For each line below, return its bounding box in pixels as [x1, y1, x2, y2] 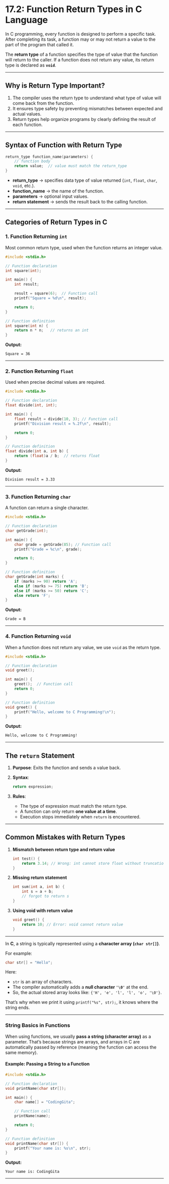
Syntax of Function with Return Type [5, 141, 122, 150]
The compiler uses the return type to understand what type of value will [12, 95, 161, 101]
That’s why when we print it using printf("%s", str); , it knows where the [5, 999, 158, 1005]
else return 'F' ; [14, 593, 51, 598]
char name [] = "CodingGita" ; [14, 1099, 75, 1105]
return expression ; [12, 784, 54, 789]
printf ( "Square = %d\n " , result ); [14, 296, 87, 301]
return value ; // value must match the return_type [14, 164, 127, 169]
